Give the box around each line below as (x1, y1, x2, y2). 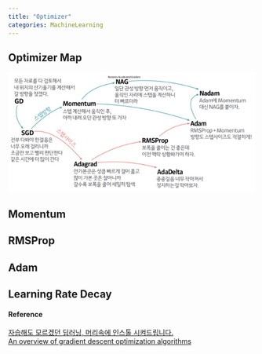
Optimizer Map (8, 51, 82, 64)
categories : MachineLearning (8, 20, 104, 29)
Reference (8, 309, 43, 319)
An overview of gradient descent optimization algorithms (8, 337, 192, 346)
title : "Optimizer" (8, 13, 72, 20)
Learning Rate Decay (8, 287, 112, 301)
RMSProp (8, 234, 55, 247)
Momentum (8, 207, 67, 221)
